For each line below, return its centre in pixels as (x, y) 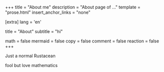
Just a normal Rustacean (30, 56)
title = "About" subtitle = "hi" (34, 31)
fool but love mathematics (32, 65)
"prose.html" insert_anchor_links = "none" (48, 12)
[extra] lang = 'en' (23, 22)
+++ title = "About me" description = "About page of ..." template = (73, 7)
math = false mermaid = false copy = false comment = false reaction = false (82, 41)
